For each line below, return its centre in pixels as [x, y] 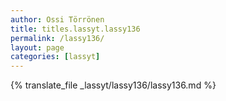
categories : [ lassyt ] [55, 57]
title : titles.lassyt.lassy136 [75, 29]
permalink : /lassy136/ [57, 38]
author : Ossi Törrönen [57, 19]
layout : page [37, 47]
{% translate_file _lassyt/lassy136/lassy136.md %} [113, 85]
